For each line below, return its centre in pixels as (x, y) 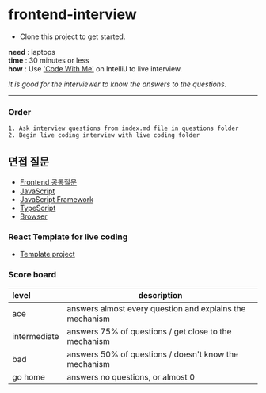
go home (29, 376)
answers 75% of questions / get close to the (149, 331)
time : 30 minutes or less (49, 60)
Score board (32, 275)
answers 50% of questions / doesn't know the (153, 354)
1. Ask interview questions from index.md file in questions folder (123, 128)
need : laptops (32, 52)
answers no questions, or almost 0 (131, 376)
